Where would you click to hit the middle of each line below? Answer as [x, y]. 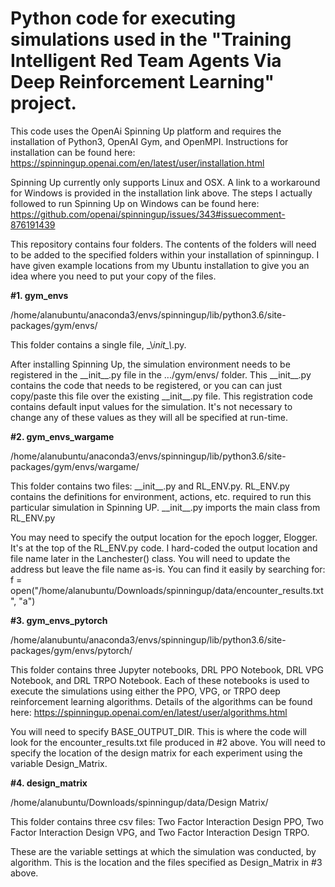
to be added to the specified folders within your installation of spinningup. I [165, 254]
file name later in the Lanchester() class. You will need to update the [150, 558]
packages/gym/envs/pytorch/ [71, 650]
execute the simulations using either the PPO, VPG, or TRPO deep [145, 691]
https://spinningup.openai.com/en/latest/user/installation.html [137, 163]
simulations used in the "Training [151, 39]
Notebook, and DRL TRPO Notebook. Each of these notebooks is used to [160, 680]
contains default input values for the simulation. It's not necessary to [151, 406]
